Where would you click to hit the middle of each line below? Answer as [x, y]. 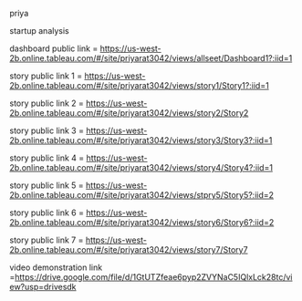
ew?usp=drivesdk [43, 287]
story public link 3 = [47, 130]
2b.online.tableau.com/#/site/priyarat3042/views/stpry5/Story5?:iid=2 [142, 195]
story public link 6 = [47, 213]
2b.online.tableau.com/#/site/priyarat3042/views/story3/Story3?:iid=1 [141, 140]
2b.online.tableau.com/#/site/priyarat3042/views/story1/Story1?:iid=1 [139, 85]
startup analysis [40, 31]
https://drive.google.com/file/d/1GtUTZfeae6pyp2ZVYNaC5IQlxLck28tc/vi [154, 277]
